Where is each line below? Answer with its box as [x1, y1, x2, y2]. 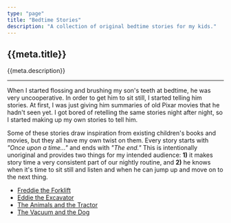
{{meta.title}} [7, 48, 67, 60]
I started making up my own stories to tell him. [7, 116, 138, 124]
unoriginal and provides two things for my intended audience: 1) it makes [7, 151, 213, 159]
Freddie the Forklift [16, 187, 71, 195]
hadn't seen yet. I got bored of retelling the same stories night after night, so [7, 108, 223, 117]
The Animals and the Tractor [16, 201, 98, 209]
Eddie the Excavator [16, 193, 74, 202]
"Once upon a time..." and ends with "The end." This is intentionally [7, 144, 198, 152]
